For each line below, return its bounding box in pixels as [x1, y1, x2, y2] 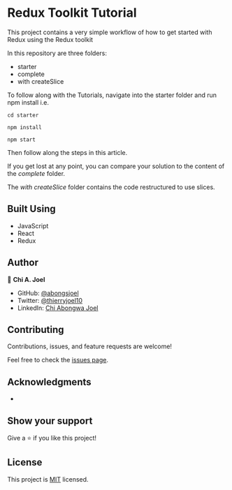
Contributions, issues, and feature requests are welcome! [7, 342, 173, 350]
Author [7, 257, 38, 269]
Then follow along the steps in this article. [7, 148, 128, 156]
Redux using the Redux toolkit [7, 35, 93, 43]
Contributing [7, 323, 64, 336]
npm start [7, 136, 36, 143]
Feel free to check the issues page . [7, 356, 108, 364]
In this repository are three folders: [7, 49, 107, 57]
